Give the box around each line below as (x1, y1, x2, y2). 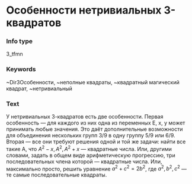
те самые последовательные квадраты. (6, 172, 107, 179)
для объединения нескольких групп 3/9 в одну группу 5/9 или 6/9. (6, 132, 176, 139)
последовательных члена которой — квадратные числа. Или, (6, 157, 162, 165)
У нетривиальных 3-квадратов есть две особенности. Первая (6, 113, 164, 120)
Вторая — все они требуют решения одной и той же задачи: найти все (6, 138, 186, 145)
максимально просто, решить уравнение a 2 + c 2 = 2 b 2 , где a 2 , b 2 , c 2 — (6, 164, 187, 172)
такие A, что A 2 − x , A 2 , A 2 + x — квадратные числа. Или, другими (6, 144, 172, 152)
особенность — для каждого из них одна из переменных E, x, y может (6, 119, 185, 127)
